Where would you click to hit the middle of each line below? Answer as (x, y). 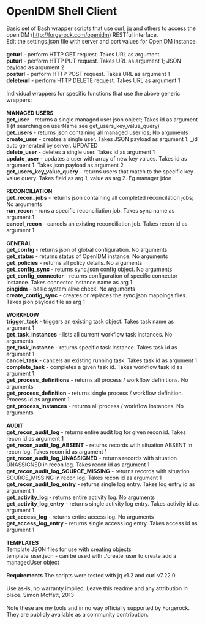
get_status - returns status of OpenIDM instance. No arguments (87, 256)
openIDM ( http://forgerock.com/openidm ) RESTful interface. (82, 34)
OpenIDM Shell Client (62, 11)
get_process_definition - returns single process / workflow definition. (95, 393)
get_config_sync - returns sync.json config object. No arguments (89, 269)
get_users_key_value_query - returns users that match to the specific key (100, 171)
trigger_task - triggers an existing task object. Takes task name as (90, 321)
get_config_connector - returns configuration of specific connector (92, 276)
